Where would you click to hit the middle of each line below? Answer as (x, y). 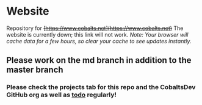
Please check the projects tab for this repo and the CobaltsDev (101, 87)
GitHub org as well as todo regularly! (62, 95)
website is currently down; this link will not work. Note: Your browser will (97, 34)
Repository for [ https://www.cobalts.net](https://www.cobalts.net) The (95, 28)
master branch (35, 70)
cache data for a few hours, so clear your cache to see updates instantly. (99, 41)
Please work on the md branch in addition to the (99, 60)
